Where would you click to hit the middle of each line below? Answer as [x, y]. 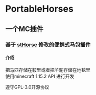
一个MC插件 [25, 29]
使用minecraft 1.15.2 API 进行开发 [40, 76]
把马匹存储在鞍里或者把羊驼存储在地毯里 [48, 70]
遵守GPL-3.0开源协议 [27, 87]
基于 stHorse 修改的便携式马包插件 [48, 45]
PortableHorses [40, 9]
